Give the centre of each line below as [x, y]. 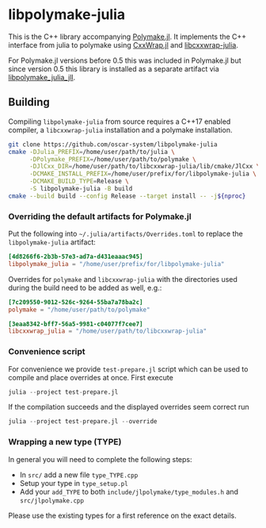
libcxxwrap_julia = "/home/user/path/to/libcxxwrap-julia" [108, 331]
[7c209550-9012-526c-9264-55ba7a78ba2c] [76, 302]
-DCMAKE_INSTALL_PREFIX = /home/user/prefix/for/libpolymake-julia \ [143, 174]
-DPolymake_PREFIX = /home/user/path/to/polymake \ [112, 159]
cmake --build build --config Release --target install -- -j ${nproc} [127, 196]
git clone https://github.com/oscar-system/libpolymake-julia [113, 145]
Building [29, 102]
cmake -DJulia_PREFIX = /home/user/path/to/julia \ [92, 152]
